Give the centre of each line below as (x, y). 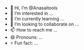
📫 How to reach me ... (34, 30)
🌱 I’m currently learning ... (37, 19)
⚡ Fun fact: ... (24, 43)
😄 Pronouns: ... (26, 37)
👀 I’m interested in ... (32, 13)
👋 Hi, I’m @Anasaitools (34, 8)
